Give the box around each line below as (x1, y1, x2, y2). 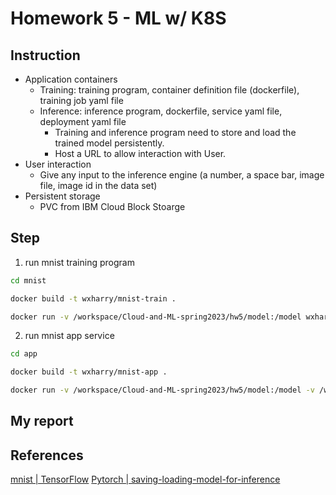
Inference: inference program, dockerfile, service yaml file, (39, 105, 283, 117)
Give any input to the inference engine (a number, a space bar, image (39, 169, 325, 181)
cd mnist (10, 275, 47, 286)
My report (10, 413, 74, 430)
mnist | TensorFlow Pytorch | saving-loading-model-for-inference (10, 473, 281, 486)
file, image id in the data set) (39, 180, 158, 191)
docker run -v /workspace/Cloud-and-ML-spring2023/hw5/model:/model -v (10, 385, 315, 396)
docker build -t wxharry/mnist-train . (10, 293, 177, 304)
